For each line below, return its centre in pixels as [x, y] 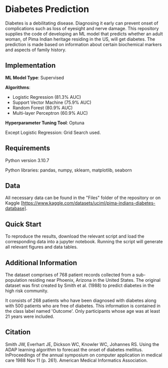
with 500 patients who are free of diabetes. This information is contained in [83, 306]
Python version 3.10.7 [27, 160]
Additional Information [41, 262]
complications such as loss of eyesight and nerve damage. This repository [82, 28]
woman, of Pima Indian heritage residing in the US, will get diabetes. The [80, 39]
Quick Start [23, 224]
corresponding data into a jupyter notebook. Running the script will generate [84, 242]
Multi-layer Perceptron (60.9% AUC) [50, 113]
